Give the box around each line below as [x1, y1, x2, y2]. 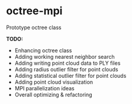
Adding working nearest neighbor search [14, 53, 115, 60]
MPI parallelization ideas [14, 84, 75, 92]
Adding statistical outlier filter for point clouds [14, 72, 127, 79]
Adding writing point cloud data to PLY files [14, 59, 121, 67]
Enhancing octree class [14, 46, 72, 54]
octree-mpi [6, 4, 63, 18]
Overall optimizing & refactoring [14, 91, 93, 98]
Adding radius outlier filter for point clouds [14, 65, 118, 73]
